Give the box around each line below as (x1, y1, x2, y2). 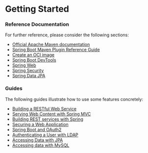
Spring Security (12, 68, 44, 74)
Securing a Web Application (12, 121, 69, 127)
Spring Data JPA (12, 73, 46, 79)
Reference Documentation (5, 21, 70, 28)
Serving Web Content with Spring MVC (12, 111, 91, 117)
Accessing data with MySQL (12, 142, 70, 148)
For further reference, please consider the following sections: (5, 32, 129, 38)
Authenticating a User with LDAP (12, 131, 78, 138)
